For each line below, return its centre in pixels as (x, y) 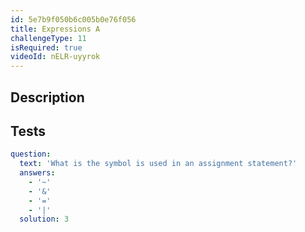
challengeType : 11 (48, 38)
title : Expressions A (55, 29)
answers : (37, 173)
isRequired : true (46, 47)
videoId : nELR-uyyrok (55, 57)
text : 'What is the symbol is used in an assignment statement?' (158, 164)
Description (47, 97)
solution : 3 (44, 219)
